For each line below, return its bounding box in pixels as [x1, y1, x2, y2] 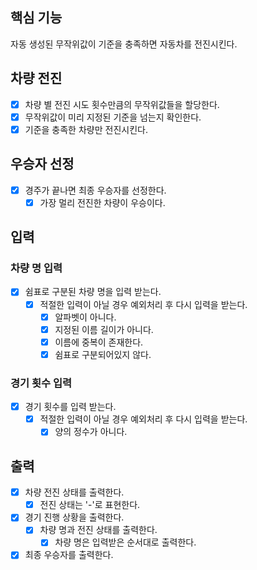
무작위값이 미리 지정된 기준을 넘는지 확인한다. [24, 111, 202, 123]
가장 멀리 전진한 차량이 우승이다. [39, 196, 166, 208]
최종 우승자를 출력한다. [24, 549, 114, 561]
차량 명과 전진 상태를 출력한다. [39, 524, 158, 536]
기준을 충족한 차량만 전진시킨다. [24, 123, 148, 135]
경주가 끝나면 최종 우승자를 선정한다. [24, 184, 167, 196]
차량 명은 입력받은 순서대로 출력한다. [54, 536, 197, 548]
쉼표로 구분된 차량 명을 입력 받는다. [24, 286, 162, 298]
